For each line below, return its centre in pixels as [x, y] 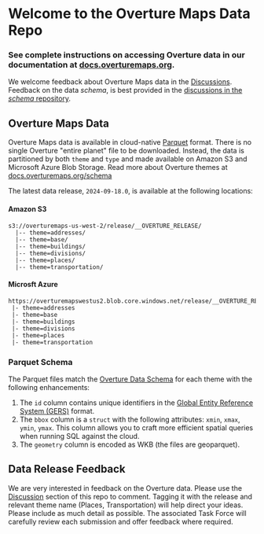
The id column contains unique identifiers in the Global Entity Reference [136, 403]
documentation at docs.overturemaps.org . [92, 65]
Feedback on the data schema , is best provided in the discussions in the [125, 90]
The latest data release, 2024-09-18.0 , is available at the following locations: [130, 191]
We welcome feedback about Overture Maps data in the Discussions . [120, 82]
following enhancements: [49, 387]
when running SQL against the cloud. [79, 436]
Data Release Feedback [67, 469]
